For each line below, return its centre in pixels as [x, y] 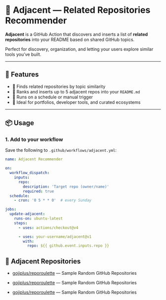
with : [29, 241]
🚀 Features [22, 74]
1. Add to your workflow [34, 139]
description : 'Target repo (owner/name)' [66, 187]
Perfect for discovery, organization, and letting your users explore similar [79, 49]
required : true [39, 191]
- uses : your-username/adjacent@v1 [55, 237]
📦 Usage [20, 123]
